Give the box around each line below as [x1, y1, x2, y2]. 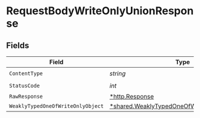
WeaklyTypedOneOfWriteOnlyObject [9, 103, 104, 109]
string [109, 69, 126, 78]
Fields [6, 40, 30, 50]
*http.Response [109, 93, 154, 100]
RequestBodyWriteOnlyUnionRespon [6, 4, 194, 18]
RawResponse [9, 93, 43, 100]
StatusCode [9, 82, 40, 89]
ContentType [9, 70, 43, 76]
